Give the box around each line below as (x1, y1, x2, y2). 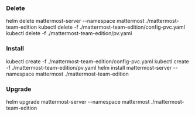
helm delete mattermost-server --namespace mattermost (6, 18, 145, 25)
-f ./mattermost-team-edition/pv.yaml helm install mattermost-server (6, 64, 172, 71)
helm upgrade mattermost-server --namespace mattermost (6, 98, 150, 105)
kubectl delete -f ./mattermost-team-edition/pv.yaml (6, 30, 132, 37)
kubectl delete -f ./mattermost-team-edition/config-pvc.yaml (38, 23, 186, 30)
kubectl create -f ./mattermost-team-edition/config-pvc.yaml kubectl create (6, 57, 189, 65)
